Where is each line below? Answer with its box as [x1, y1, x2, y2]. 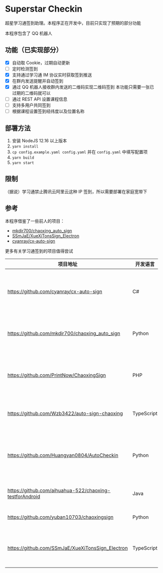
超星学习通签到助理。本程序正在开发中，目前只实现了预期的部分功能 [5, 20, 141, 26]
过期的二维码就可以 [12, 90, 51, 96]
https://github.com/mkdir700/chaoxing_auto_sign [7, 330, 120, 337]
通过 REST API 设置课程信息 [12, 96, 68, 102]
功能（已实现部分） [5, 46, 63, 54]
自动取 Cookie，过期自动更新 [12, 60, 70, 65]
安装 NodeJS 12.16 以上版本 [12, 138, 67, 144]
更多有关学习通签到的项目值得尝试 [5, 248, 73, 254]
